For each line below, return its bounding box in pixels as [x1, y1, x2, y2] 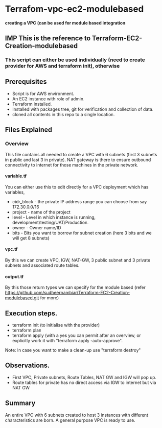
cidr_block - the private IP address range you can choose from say [12, 198, 147, 204]
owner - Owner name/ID [12, 224, 61, 231]
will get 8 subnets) [12, 235, 50, 241]
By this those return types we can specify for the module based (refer [5, 285, 146, 290]
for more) [40, 295, 59, 301]
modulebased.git [5, 295, 39, 301]
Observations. [5, 361, 50, 370]
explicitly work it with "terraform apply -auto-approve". [12, 338, 123, 344]
